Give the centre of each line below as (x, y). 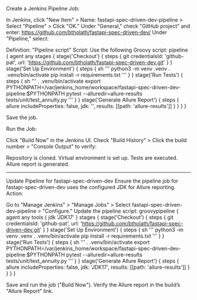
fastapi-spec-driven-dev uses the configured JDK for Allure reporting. (91, 187)
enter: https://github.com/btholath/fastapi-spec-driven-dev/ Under (86, 32)
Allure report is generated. (38, 164)
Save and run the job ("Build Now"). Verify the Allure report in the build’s (93, 285)
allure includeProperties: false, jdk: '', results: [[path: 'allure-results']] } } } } (96, 106)
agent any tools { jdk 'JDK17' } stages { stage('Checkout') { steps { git (90, 217)
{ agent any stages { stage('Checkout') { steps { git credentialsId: (85, 56)
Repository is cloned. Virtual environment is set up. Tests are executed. (92, 158)
